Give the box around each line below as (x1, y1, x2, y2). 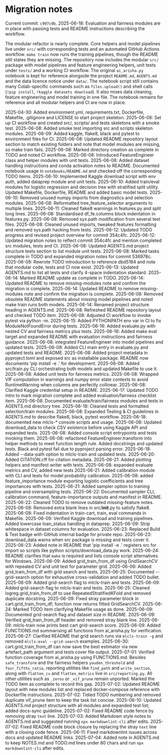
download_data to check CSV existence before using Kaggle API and (5, 424, 147, 431)
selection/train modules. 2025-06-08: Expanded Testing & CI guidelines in (5, 408, 159, 414)
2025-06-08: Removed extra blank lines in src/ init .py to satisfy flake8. (5, 505, 150, 511)
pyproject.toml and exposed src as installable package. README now (5, 355, 149, 361)
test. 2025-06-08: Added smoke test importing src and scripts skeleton (5, 125, 153, 131)
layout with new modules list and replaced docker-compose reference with (5, 686, 160, 692)
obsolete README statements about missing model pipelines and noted (5, 296, 153, 302)
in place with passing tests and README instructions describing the (5, 25, 145, 31)
